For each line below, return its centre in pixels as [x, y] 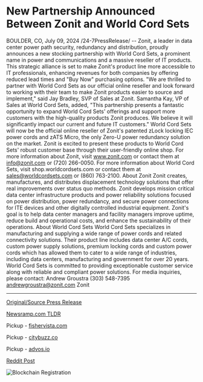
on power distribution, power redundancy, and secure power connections [98, 201]
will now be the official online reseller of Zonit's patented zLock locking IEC [100, 131]
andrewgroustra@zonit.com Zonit [48, 285]
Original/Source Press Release [44, 302]
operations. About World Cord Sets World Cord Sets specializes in [89, 227]
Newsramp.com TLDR [34, 314]
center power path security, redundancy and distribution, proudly [88, 47]
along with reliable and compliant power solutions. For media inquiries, [94, 272]
